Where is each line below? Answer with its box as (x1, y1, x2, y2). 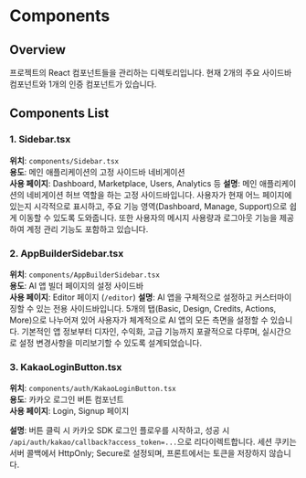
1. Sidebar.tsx (9, 133, 71, 146)
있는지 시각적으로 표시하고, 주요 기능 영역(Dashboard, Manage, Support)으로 (9, 200, 288, 211)
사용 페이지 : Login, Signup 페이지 (9, 406, 130, 417)
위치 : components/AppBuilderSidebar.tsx (9, 269, 160, 280)
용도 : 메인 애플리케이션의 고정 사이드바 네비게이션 (9, 166, 185, 177)
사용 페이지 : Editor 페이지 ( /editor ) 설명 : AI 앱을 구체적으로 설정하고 (9, 292, 253, 303)
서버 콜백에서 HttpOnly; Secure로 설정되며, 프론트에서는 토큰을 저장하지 (9, 448, 268, 459)
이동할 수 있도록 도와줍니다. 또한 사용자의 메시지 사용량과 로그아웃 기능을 (18, 212, 278, 223)
